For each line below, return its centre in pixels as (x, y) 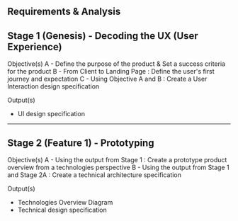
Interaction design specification (53, 86)
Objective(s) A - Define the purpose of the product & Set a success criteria (116, 64)
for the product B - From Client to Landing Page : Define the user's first (111, 72)
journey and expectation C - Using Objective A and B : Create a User (107, 79)
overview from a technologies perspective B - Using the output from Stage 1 (118, 168)
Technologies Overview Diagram (65, 203)
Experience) (35, 46)
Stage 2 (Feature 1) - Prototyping (81, 143)
